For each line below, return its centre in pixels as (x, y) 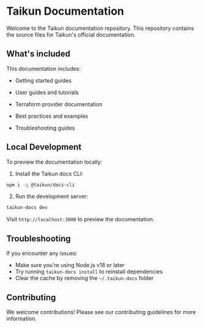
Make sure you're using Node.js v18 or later (70, 265)
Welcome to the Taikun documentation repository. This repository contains (100, 28)
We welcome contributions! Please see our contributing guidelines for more (101, 312)
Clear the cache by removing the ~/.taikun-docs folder (84, 278)
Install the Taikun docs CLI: (49, 174)
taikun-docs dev (27, 208)
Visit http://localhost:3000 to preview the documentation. (80, 219)
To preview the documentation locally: (54, 162)
